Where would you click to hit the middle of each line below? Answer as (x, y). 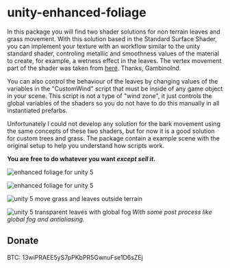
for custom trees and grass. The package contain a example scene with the (114, 138)
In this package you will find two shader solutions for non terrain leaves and (114, 32)
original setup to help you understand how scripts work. (86, 145)
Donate (23, 241)
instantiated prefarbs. (37, 110)
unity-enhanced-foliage (77, 13)
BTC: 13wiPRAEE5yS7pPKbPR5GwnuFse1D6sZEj (75, 257)
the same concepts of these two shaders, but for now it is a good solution (111, 131)
